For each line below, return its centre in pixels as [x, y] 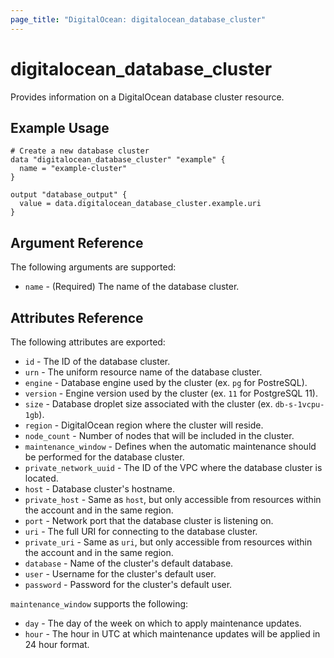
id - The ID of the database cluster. [97, 361]
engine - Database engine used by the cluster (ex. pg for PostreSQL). [166, 382]
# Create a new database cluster [80, 151]
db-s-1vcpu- [299, 405]
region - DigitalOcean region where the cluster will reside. [144, 425]
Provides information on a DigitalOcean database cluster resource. [147, 97]
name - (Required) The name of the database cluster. [132, 287]
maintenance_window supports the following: [99, 604]
